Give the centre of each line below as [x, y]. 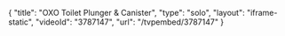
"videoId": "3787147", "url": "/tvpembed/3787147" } [130, 22]
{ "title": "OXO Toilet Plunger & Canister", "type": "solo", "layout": [127, 13]
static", [21, 22]
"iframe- [262, 13]
